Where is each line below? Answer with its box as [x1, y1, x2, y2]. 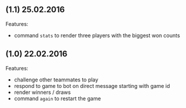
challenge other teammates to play [14, 76, 98, 83]
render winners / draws [14, 89, 71, 96]
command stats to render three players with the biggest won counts [14, 32, 180, 39]
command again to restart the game [14, 94, 101, 102]
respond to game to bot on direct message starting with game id [14, 82, 170, 89]
